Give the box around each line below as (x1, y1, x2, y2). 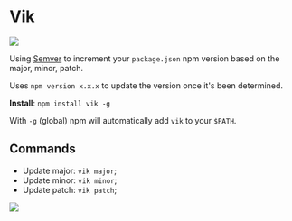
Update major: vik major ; (22, 165, 118, 176)
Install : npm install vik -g (9, 97, 111, 108)
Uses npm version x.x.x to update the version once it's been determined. (9, 79, 283, 91)
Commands (9, 142, 77, 157)
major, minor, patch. (9, 62, 84, 73)
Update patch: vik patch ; (22, 184, 118, 195)
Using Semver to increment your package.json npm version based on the (9, 52, 280, 64)
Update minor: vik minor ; (22, 174, 118, 186)
